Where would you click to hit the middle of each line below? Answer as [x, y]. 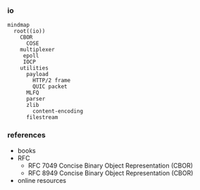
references [26, 135]
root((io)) [30, 31]
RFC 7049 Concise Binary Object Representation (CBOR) [111, 165]
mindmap [19, 25]
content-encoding [58, 111]
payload [37, 75]
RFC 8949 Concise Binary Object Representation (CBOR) [111, 173]
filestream [42, 118]
